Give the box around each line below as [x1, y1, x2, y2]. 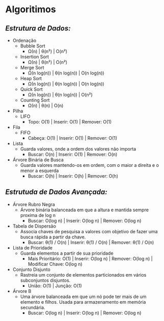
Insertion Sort [20, 54, 49, 60]
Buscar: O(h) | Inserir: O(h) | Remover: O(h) [28, 173, 119, 179]
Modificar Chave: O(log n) [28, 261, 83, 267]
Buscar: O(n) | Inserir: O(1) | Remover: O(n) [28, 152, 118, 157]
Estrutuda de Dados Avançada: [5, 188, 107, 196]
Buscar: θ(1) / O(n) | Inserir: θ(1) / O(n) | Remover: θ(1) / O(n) [28, 239, 154, 245]
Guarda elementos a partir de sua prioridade [20, 250, 114, 256]
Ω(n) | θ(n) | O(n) [28, 103, 64, 108]
